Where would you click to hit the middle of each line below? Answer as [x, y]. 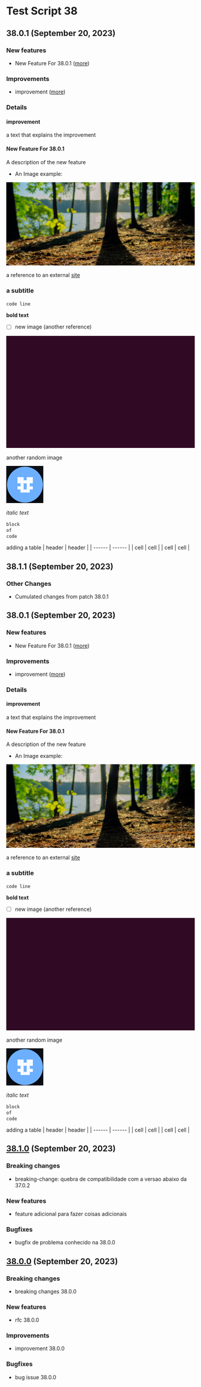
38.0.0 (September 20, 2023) [62, 1261]
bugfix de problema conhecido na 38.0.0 [65, 1242]
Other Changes [29, 583]
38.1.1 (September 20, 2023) [60, 566]
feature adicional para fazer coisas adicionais [71, 1214]
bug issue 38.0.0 [36, 1377]
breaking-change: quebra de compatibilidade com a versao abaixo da [101, 1179]
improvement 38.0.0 [39, 1349]
